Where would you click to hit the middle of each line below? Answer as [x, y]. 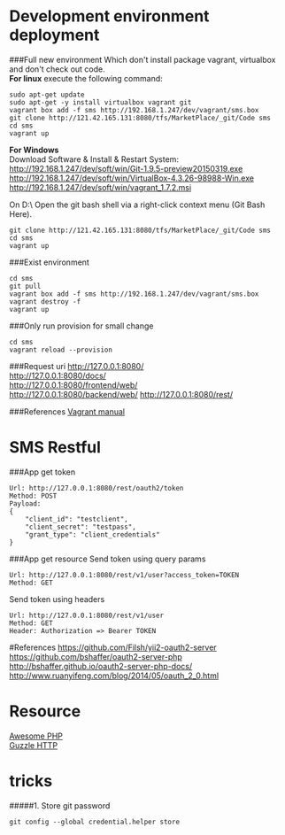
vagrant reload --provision [61, 350]
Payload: [25, 503]
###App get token [42, 472]
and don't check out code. [58, 69]
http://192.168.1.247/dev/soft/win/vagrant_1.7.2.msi [100, 187]
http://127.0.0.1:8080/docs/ [58, 375]
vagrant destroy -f [45, 302]
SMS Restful [55, 448]
